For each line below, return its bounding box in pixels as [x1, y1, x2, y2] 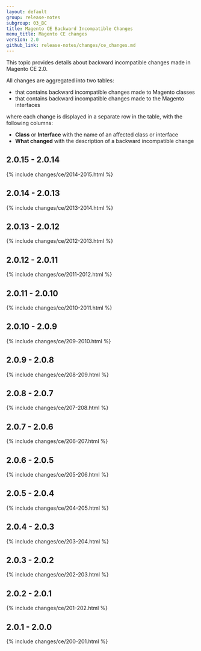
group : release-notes [6, 14, 61, 20]
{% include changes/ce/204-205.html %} [6, 504, 110, 512]
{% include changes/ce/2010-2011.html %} [6, 304, 113, 311]
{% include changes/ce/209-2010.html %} [6, 337, 111, 344]
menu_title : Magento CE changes [6, 31, 87, 37]
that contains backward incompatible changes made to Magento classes [14, 88, 196, 96]
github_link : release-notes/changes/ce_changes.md [6, 43, 136, 49]
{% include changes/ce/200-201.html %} [6, 638, 108, 645]
